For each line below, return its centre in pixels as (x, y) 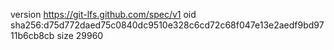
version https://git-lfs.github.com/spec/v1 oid (103, 14)
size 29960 (80, 35)
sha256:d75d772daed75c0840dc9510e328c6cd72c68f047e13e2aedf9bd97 (167, 25)
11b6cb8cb (32, 35)
